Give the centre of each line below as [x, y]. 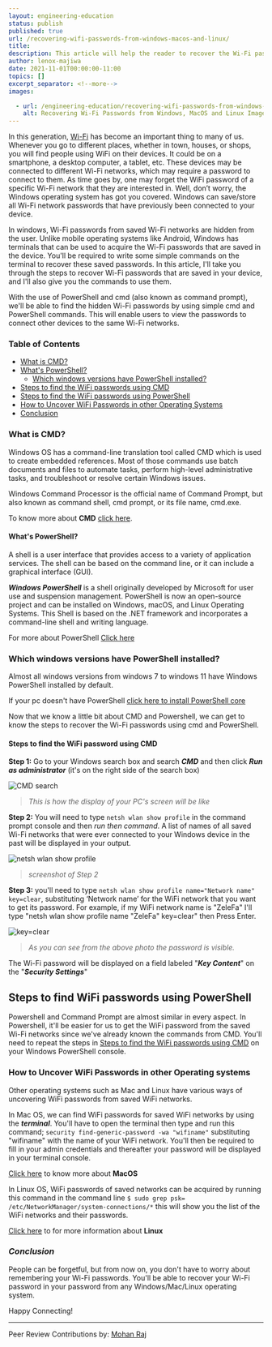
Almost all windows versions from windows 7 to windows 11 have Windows [133, 676]
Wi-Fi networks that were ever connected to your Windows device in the [129, 834]
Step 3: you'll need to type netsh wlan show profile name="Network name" [132, 890]
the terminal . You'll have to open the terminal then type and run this [121, 1123]
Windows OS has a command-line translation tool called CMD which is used [135, 452]
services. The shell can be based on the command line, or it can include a [132, 563]
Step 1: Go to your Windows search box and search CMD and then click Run [136, 761]
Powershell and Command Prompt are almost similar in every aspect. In [127, 1017]
